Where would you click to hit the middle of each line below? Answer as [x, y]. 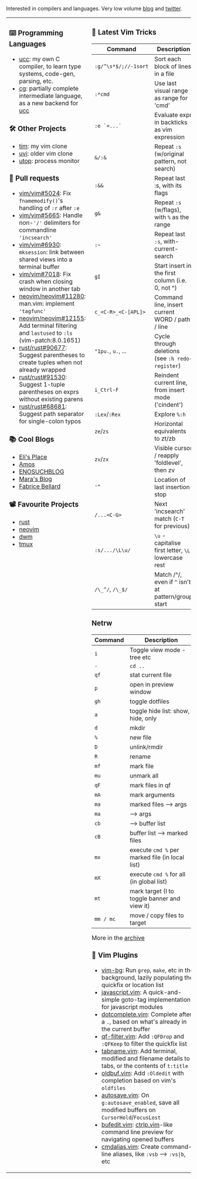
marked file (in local [157, 857]
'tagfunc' [33, 311]
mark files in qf [150, 785]
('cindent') [169, 404]
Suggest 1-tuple [42, 384]
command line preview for [137, 1132]
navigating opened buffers [138, 1139]
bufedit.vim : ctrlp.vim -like [137, 1124]
